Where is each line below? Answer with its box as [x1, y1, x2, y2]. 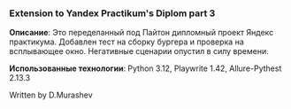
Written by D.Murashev [9, 90, 93, 100]
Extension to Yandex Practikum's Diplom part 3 [9, 7, 216, 19]
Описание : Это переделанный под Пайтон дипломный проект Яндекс [9, 27, 274, 38]
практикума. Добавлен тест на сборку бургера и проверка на [9, 36, 245, 47]
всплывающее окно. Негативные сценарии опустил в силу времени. [9, 46, 269, 57]
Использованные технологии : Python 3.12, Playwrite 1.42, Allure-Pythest [9, 63, 282, 74]
